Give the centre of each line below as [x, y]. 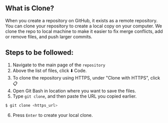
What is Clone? [30, 8]
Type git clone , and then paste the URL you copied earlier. [75, 96]
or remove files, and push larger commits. [49, 36]
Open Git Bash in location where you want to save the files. [74, 91]
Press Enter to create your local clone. [53, 115]
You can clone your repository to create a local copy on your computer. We [84, 26]
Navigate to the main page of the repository [59, 65]
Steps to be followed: [39, 53]
